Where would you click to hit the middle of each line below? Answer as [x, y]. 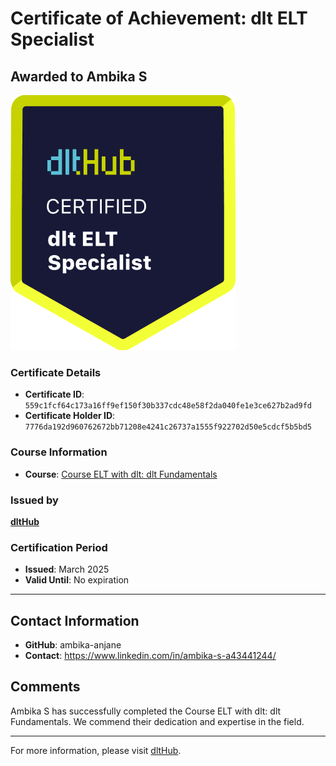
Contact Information [75, 620]
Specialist [52, 39]
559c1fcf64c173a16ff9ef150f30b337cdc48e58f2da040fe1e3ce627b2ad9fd [168, 406]
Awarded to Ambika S [79, 76]
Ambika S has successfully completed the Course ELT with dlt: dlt [146, 711]
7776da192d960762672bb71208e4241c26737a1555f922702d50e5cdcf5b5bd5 [168, 427]
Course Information [59, 452]
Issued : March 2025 [67, 569]
